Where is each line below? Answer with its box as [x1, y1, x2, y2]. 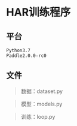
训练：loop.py [20, 113, 56, 120]
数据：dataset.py [20, 88, 63, 95]
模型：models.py [20, 100, 63, 107]
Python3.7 [6, 47, 31, 53]
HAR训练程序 [6, 5, 71, 19]
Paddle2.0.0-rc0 [6, 53, 47, 59]
